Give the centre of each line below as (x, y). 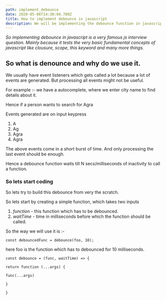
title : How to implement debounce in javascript (56, 19)
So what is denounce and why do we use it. (73, 63)
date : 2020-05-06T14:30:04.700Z (39, 14)
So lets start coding (30, 181)
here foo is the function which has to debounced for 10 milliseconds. (75, 249)
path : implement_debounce (32, 10)
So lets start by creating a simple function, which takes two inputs (72, 202)
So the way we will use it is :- (35, 231)
